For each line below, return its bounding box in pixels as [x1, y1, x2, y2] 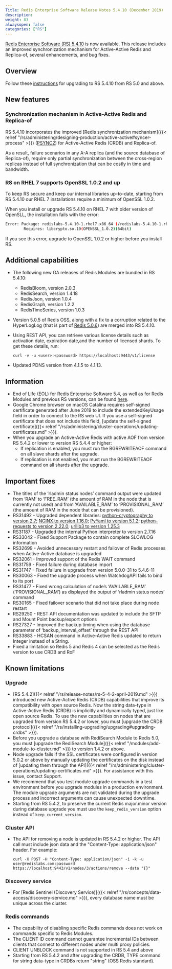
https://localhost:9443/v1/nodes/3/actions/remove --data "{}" [12, 866, 151, 871]
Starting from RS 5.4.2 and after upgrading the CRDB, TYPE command [12, 952, 161, 958]
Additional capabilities [5, 256, 78, 265]
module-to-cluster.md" [12, 746, 61, 752]
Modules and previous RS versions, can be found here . [12, 396, 129, 402]
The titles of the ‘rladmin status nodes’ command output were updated [12, 490, 162, 497]
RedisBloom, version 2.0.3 [20, 285, 76, 291]
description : [5, 12, 33, 17]
